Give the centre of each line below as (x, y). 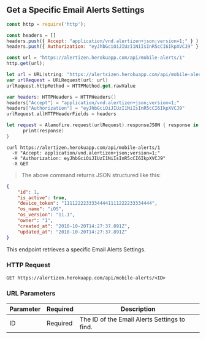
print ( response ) (43, 131)
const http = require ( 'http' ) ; (46, 24)
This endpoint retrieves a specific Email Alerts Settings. (76, 249)
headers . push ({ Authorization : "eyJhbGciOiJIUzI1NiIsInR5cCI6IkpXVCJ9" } (103, 47)
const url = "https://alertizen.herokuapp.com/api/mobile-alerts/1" (96, 58)
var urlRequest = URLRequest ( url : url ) (57, 80)
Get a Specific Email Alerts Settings (75, 10)
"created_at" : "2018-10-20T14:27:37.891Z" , (74, 226)
